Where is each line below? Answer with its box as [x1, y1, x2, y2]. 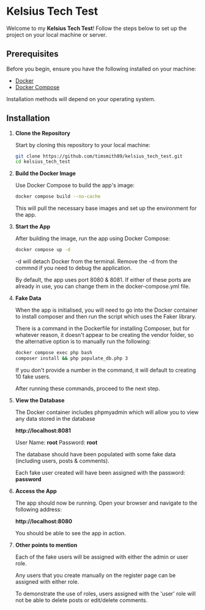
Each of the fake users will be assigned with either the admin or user [15, 553, 188, 560]
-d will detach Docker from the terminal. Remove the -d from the [15, 258, 177, 265]
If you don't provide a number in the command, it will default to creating [15, 366, 196, 374]
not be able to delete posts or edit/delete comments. [15, 596, 148, 604]
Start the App [15, 223, 51, 230]
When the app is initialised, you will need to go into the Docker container [15, 306, 198, 314]
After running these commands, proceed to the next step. [15, 385, 160, 392]
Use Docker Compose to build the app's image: [15, 182, 135, 189]
